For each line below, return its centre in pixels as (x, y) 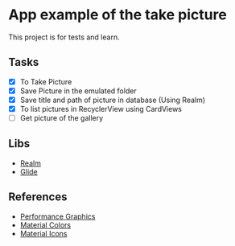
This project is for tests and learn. (64, 37)
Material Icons (43, 233)
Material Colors (45, 225)
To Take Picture (46, 81)
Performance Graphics (58, 216)
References (38, 197)
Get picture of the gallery (62, 118)
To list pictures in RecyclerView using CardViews (101, 109)
